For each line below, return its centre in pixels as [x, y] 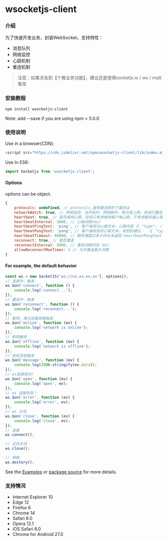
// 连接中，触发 [20, 281]
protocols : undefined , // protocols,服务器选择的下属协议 [72, 208]
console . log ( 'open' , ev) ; [41, 384]
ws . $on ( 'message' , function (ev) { [42, 360]
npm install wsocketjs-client [37, 109]
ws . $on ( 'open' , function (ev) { [39, 379]
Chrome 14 [23, 513]
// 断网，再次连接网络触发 [29, 318]
